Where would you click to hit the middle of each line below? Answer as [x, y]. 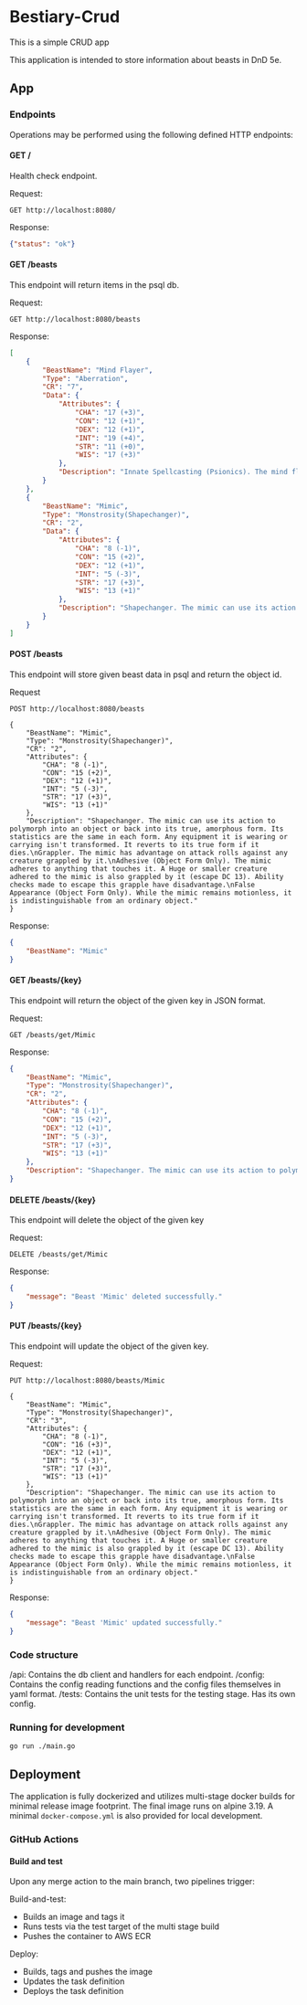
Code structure [44, 1654]
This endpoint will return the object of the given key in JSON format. [138, 1000]
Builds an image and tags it [74, 1917]
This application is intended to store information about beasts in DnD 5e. [146, 59]
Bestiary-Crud [65, 17]
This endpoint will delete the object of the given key [107, 1220]
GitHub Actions [44, 1839]
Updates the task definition [74, 1981]
